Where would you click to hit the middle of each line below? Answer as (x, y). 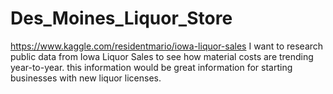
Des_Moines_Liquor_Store (121, 18)
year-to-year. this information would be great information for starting (151, 67)
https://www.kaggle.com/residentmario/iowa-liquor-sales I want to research (167, 46)
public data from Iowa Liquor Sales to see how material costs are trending (162, 56)
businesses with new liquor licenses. (86, 78)
